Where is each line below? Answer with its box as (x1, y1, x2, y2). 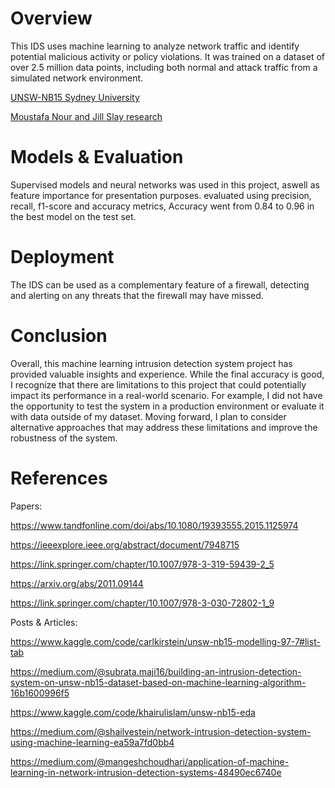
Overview (10, 7, 93, 30)
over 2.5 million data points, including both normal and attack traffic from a (10, 61, 318, 73)
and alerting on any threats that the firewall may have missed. (10, 289, 264, 301)
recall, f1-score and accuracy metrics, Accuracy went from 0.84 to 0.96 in (10, 200, 315, 212)
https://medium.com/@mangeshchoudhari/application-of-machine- (10, 755, 290, 767)
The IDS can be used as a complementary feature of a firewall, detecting (10, 278, 310, 291)
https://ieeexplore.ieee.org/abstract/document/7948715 (10, 538, 240, 551)
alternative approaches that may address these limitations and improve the (10, 421, 318, 433)
